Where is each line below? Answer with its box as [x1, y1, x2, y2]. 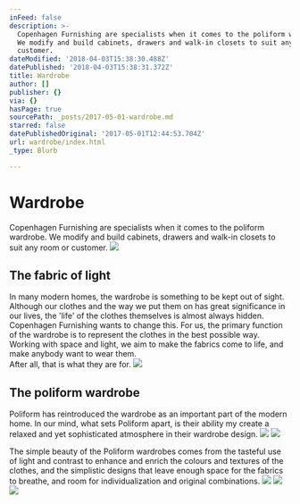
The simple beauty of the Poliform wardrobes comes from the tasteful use [9, 446, 282, 457]
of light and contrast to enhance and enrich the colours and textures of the [9, 456, 284, 466]
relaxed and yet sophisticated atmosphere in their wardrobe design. [9, 429, 259, 440]
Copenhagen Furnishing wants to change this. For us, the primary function [9, 320, 283, 331]
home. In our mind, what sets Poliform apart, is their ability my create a [9, 418, 270, 429]
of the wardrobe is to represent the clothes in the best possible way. [9, 330, 261, 340]
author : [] [9, 80, 50, 88]
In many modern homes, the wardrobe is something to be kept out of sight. [9, 291, 285, 302]
